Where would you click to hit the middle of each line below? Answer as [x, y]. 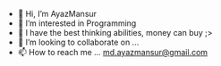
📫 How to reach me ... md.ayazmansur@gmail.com [113, 52]
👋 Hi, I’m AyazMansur [57, 14]
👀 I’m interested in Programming [77, 23]
